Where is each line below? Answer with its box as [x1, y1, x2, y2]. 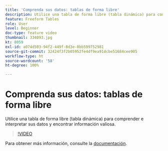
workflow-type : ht [5, 53, 43, 59]
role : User [5, 21, 28, 26]
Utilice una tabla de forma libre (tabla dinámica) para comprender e [5, 116, 144, 122]
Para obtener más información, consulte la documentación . [5, 141, 127, 147]
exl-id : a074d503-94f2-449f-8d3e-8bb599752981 [5, 44, 104, 49]
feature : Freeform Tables [5, 16, 59, 21]
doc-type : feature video [5, 30, 57, 35]
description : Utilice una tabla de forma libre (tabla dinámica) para [5, 12, 155, 17]
